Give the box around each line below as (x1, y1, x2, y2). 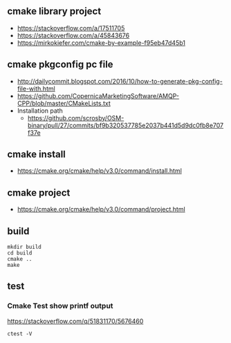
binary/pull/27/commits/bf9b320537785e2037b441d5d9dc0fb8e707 (27, 121, 224, 129)
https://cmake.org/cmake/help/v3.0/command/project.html (17, 205, 185, 214)
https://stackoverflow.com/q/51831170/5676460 (7, 317, 144, 325)
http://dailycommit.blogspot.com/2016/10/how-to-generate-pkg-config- (17, 77, 223, 85)
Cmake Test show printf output (7, 301, 113, 310)
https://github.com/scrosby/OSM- (27, 113, 124, 122)
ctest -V (7, 330, 33, 337)
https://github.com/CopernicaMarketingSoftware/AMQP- (17, 91, 180, 100)
